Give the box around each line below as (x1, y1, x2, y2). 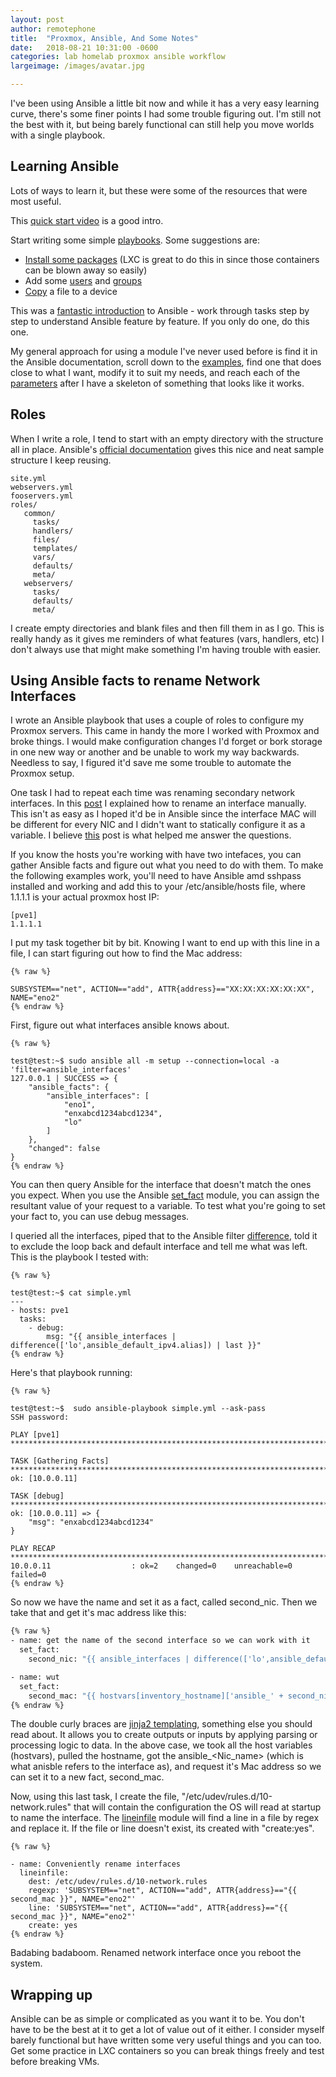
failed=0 (10, 1570, 47, 1580)
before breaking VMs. (10, 2056, 100, 2068)
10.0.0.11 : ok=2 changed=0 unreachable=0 (10, 1561, 293, 1571)
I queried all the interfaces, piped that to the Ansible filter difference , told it (10, 1230, 318, 1242)
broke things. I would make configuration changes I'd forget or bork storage (10, 736, 323, 748)
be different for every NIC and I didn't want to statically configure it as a (10, 819, 306, 831)
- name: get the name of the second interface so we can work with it (10, 1636, 311, 1646)
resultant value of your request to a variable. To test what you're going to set (10, 1200, 326, 1212)
